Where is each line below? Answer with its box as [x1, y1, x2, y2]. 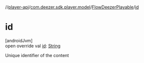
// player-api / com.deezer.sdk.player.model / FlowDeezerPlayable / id [5, 4, 139, 10]
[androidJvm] [5, 37, 33, 43]
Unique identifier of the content [5, 52, 69, 58]
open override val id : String [5, 43, 61, 49]
